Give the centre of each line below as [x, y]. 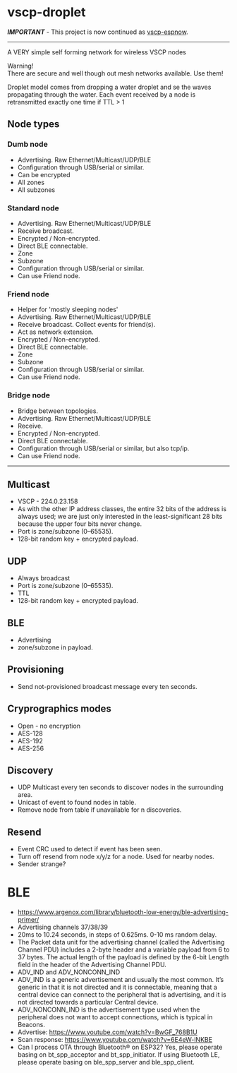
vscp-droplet [47, 12]
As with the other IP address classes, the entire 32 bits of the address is [122, 509]
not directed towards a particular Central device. [88, 1002]
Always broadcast [44, 578]
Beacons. [31, 1025]
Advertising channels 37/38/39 [62, 927]
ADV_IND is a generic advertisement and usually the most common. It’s [121, 980]
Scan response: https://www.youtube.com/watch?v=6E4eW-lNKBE [115, 1040]
